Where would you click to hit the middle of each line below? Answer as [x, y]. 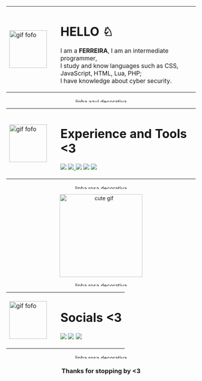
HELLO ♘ [87, 31]
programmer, [79, 58]
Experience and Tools [124, 134]
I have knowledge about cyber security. [116, 81]
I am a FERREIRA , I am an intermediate [115, 51]
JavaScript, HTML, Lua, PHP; [101, 74]
